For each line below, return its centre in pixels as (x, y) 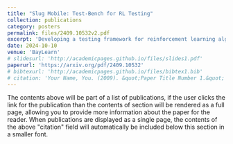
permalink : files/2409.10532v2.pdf (59, 33)
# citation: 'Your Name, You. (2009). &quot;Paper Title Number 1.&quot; (116, 78)
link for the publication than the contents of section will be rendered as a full (116, 105)
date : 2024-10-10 (32, 46)
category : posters (34, 26)
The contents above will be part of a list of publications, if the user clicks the (116, 98)
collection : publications (44, 20)
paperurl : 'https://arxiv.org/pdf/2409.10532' (76, 65)
